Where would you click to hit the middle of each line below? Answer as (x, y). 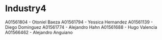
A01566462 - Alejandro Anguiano (39, 32)
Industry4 (26, 9)
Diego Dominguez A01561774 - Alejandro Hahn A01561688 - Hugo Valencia (81, 27)
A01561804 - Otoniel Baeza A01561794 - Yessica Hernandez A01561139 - (79, 22)
